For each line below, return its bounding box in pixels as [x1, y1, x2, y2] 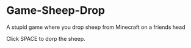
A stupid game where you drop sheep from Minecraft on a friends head [6, 23, 186, 31]
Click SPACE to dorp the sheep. [6, 35, 85, 42]
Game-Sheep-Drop [6, 4, 106, 17]
